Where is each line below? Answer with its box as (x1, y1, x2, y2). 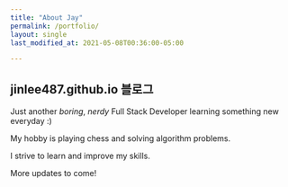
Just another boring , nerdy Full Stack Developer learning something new (10, 106, 280, 117)
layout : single (10, 30, 67, 39)
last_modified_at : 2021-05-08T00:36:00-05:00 (10, 38, 184, 48)
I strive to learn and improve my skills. (10, 150, 151, 162)
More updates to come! (10, 168, 97, 179)
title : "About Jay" (10, 13, 84, 22)
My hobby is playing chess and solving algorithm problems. (10, 133, 231, 144)
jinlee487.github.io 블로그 (10, 82, 154, 97)
